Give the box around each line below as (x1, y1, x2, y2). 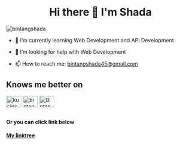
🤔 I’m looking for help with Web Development (14, 48, 126, 55)
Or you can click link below (6, 118, 75, 125)
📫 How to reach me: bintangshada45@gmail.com (14, 60, 138, 67)
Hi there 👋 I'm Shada (48, 5, 152, 19)
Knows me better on (6, 80, 83, 90)
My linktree (6, 132, 35, 139)
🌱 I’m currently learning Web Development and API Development (14, 36, 175, 44)
